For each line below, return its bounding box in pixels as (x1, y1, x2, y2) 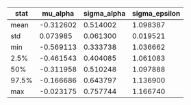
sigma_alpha (83, 9, 126, 18)
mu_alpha (42, 9, 75, 18)
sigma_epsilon (132, 9, 181, 18)
